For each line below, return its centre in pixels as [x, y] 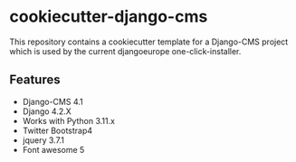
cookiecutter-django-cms [109, 17]
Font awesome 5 [53, 149]
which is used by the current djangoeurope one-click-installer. [125, 51]
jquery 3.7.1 [43, 140]
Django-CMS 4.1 [53, 101]
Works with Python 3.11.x [69, 120]
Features [35, 80]
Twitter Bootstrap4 [57, 130]
